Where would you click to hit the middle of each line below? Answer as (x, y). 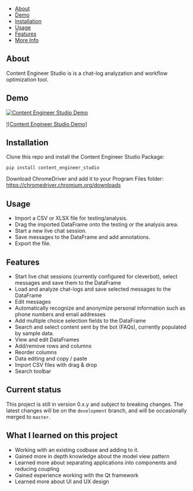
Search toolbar (33, 372)
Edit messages (33, 302)
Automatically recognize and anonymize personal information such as (100, 308)
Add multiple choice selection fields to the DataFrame (80, 321)
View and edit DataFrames (47, 340)
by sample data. (34, 333)
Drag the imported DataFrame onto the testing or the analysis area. (96, 225)
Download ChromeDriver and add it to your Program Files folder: (85, 179)
